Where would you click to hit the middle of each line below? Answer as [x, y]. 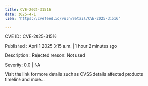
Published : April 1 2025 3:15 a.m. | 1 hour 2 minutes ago [61, 46]
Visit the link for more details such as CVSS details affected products [74, 74]
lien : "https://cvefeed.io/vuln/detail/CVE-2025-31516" [63, 18]
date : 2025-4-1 [20, 14]
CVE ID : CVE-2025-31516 [31, 36]
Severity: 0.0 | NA [23, 65]
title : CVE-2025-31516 [28, 9]
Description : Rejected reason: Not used [45, 55]
